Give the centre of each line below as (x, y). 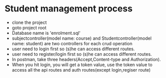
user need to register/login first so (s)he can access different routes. (82, 54)
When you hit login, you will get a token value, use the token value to (82, 65)
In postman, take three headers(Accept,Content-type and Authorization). (86, 59)
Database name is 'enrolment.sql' (46, 33)
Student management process (69, 9)
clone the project (29, 22)
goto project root (29, 27)
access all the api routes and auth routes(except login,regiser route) (81, 70)
